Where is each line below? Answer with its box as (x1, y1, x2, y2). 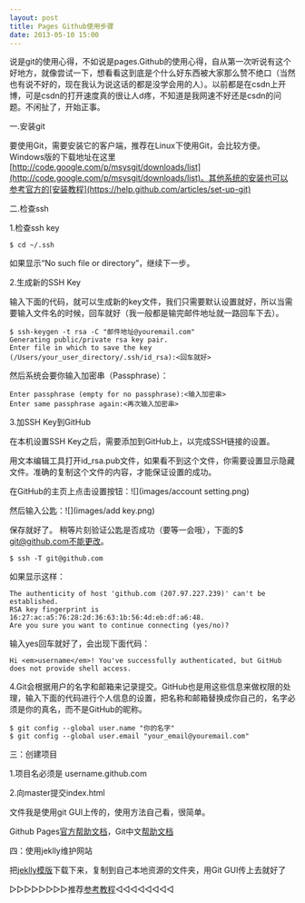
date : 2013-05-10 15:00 (9, 30, 100, 39)
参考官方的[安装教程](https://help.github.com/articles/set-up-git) (9, 184, 251, 195)
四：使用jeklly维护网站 (9, 846, 93, 857)
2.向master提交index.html (9, 788, 106, 799)
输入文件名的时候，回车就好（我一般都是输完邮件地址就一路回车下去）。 (16, 308, 284, 319)
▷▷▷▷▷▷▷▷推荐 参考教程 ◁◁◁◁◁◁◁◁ (9, 884, 174, 895)
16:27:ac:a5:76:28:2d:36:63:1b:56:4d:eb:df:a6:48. (9, 613, 205, 622)
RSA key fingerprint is (9, 605, 100, 614)
